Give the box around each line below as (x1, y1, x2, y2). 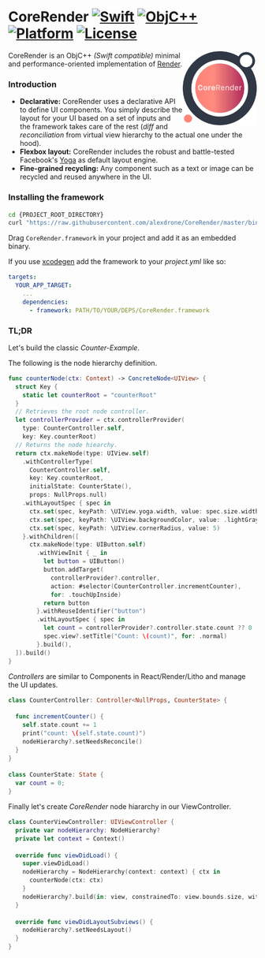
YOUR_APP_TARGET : (15, 281, 73, 289)
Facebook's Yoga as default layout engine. (19, 155, 159, 165)
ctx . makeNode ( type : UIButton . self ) (28, 541, 147, 549)
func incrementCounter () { (15, 713, 104, 721)
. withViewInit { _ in (36, 549, 108, 557)
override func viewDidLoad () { (15, 852, 118, 859)
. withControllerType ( (22, 457, 93, 465)
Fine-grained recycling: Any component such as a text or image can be (19, 164, 254, 173)
